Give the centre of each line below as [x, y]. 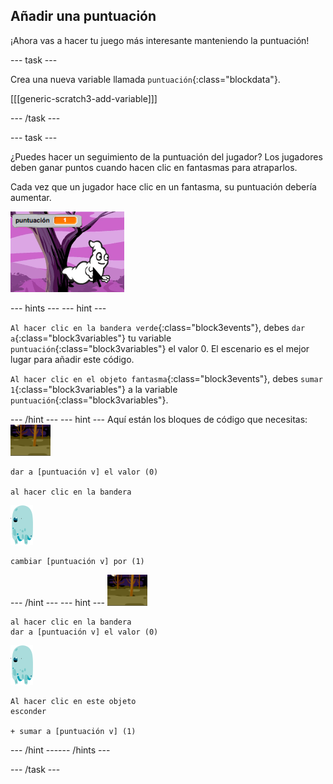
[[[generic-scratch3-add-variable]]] [84, 98]
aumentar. [31, 197]
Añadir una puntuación [83, 16]
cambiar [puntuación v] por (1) [77, 561]
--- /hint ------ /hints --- [60, 750]
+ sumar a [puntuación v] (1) [73, 731]
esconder [28, 711]
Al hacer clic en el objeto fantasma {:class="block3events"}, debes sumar [166, 378]
